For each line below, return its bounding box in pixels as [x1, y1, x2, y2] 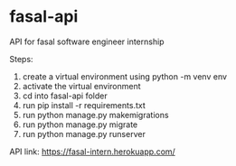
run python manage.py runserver [22, 128, 146, 139]
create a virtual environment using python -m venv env [22, 70, 228, 82]
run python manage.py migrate [22, 119, 138, 130]
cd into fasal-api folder [22, 90, 108, 101]
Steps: [9, 53, 33, 64]
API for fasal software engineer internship [9, 36, 165, 47]
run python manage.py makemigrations [22, 109, 169, 120]
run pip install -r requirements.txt [22, 99, 146, 110]
